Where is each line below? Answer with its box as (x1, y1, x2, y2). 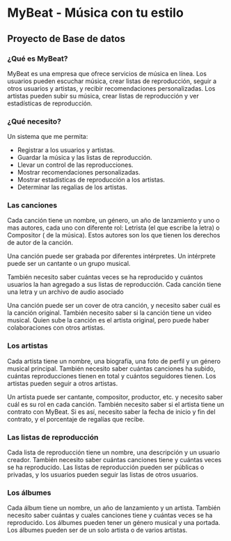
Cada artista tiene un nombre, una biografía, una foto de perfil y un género (7, 357, 221, 365)
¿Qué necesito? (7, 117, 61, 126)
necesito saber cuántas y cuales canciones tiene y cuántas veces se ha (7, 511, 213, 519)
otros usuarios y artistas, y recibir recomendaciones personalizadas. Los (7, 84, 216, 92)
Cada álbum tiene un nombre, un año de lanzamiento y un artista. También (7, 504, 221, 512)
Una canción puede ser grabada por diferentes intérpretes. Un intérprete (7, 252, 216, 260)
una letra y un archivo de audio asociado (7, 288, 124, 296)
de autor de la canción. (7, 239, 74, 247)
